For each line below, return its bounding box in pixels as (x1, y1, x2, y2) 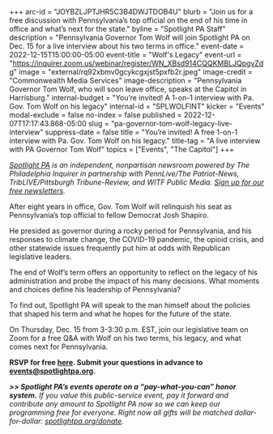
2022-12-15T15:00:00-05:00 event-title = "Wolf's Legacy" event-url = (9, 50, 242, 59)
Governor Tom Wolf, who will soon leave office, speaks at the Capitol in (9, 84, 247, 94)
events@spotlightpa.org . (9, 366, 96, 376)
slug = (88, 119, 110, 128)
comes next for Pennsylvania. (9, 342, 109, 351)
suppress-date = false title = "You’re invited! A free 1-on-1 (45, 127, 238, 137)
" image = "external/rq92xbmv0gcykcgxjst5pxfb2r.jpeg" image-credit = (13, 67, 254, 76)
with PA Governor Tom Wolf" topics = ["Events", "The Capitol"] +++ (9, 145, 235, 154)
